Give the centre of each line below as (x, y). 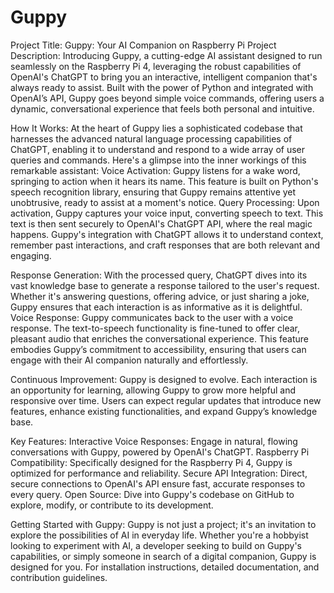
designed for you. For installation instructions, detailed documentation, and (165, 567)
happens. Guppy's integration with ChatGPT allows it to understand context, (167, 234)
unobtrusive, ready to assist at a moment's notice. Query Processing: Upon (165, 202)
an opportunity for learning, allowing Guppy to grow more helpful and (153, 390)
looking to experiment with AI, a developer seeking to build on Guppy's (156, 545)
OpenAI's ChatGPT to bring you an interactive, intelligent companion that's (164, 77)
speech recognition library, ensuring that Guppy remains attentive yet (153, 192)
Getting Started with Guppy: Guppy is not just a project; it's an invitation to (163, 524)
